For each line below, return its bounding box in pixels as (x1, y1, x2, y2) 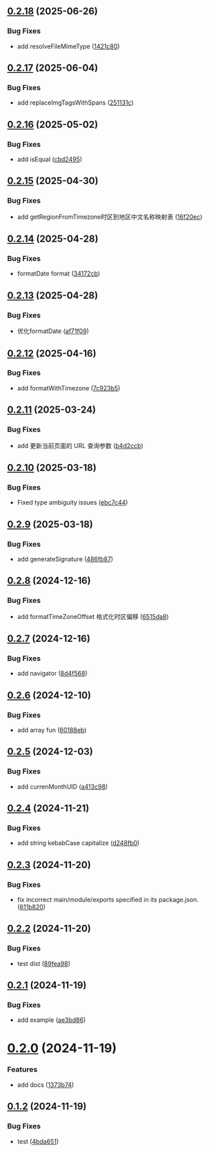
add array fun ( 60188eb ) (17, 726, 87, 734)
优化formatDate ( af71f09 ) (17, 327, 90, 335)
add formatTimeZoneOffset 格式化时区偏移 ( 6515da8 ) (17, 612, 169, 620)
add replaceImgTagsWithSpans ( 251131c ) (17, 98, 135, 107)
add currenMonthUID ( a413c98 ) (17, 782, 108, 791)
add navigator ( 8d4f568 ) (17, 669, 88, 678)
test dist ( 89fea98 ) (17, 959, 71, 968)
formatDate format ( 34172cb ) (17, 269, 101, 278)
